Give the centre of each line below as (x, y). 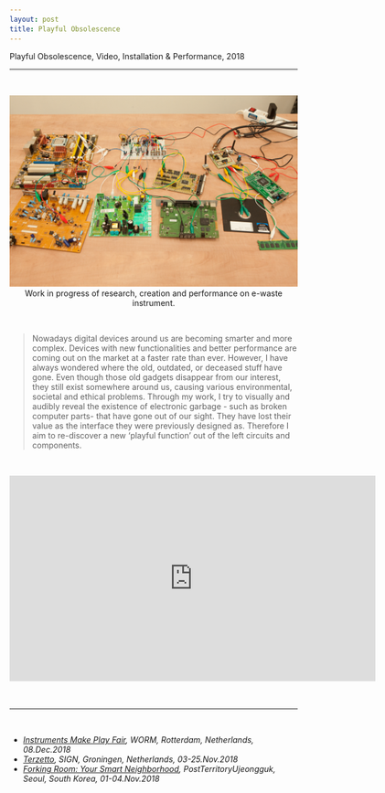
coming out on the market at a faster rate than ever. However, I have (160, 358)
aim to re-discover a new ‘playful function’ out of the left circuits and (161, 436)
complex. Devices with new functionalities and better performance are (164, 348)
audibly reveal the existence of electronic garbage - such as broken (160, 407)
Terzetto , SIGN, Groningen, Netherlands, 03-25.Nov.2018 (130, 759)
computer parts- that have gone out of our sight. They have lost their (161, 417)
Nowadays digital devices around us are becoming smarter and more (162, 339)
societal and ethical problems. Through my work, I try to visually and (161, 396)
